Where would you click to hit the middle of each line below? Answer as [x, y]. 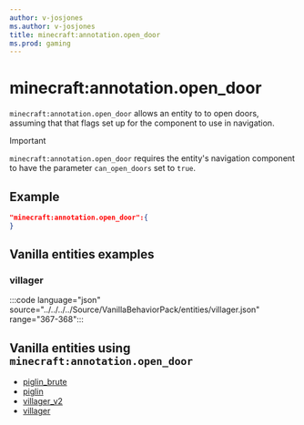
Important [28, 141]
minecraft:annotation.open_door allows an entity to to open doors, [134, 114]
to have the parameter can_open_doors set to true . [103, 168]
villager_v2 [43, 401]
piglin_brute [45, 382]
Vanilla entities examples [82, 254]
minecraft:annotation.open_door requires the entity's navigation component [152, 158]
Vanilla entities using [70, 348]
